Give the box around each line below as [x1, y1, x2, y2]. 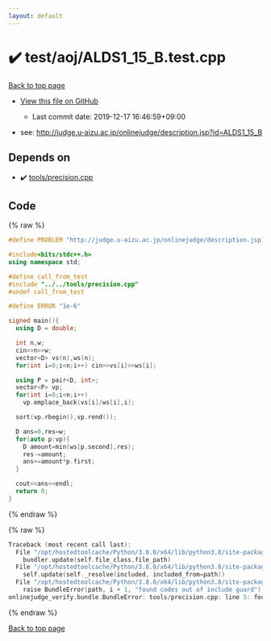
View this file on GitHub [19, 96, 99, 106]
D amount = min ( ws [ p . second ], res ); [23, 442, 135, 450]
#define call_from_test [8, 272, 89, 281]
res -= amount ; [23, 450, 67, 459]
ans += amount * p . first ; [23, 458, 95, 466]
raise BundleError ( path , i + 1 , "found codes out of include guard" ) [23, 586, 262, 594]
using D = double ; [15, 325, 78, 333]
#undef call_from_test [8, 287, 85, 295]
